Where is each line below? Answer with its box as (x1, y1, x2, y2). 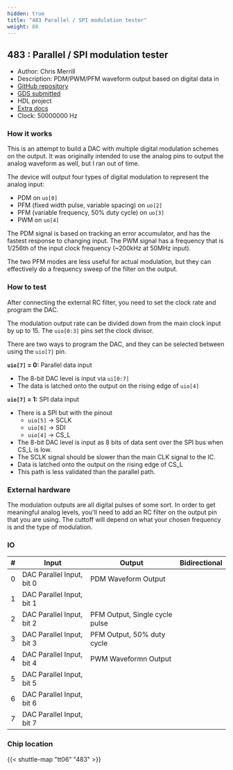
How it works (7, 129, 53, 139)
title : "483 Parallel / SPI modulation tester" (7, 17, 148, 24)
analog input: (7, 180, 45, 188)
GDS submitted (17, 90, 61, 98)
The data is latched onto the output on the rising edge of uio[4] (17, 382, 200, 390)
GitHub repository (17, 82, 69, 90)
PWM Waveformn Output (89, 654, 172, 664)
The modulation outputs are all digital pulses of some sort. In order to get (7, 501, 216, 509)
